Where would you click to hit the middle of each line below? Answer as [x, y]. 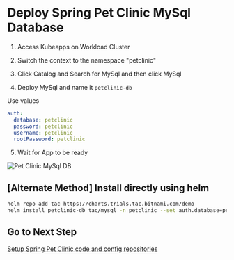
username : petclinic [43, 133]
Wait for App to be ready [53, 153]
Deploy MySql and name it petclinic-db [75, 87]
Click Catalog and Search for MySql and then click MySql [100, 74]
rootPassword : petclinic [49, 139]
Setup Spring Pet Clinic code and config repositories [83, 249]
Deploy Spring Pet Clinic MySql [99, 13]
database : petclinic [43, 120]
